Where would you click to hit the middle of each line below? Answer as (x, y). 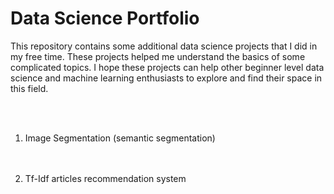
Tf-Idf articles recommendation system (105, 178)
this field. (29, 88)
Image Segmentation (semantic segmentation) (120, 138)
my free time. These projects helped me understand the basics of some (158, 56)
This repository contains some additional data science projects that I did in (164, 46)
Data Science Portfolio (105, 18)
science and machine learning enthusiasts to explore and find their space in (166, 78)
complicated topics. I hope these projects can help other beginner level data (167, 67)
